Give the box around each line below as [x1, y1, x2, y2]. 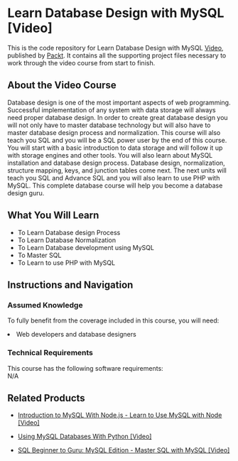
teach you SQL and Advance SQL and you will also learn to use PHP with [7, 173, 220, 182]
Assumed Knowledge [7, 300, 83, 310]
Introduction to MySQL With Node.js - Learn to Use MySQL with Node [17, 411, 222, 420]
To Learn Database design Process [17, 228, 121, 237]
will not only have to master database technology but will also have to [7, 121, 211, 129]
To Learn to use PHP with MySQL [17, 258, 116, 267]
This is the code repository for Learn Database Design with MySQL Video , [7, 43, 224, 52]
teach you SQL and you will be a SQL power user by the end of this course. [7, 136, 227, 144]
